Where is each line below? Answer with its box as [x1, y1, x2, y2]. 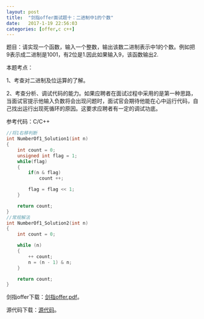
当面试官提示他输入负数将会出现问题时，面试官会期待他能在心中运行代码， [6, 97, 193, 105]
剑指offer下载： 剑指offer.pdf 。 [6, 293, 83, 301]
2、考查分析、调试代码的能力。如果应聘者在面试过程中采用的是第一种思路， [6, 89, 197, 97]
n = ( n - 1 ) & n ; [28, 259, 72, 265]
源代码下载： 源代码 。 [6, 306, 60, 314]
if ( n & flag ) [28, 170, 62, 176]
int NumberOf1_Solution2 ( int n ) [6, 220, 88, 226]
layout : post [6, 9, 40, 15]
